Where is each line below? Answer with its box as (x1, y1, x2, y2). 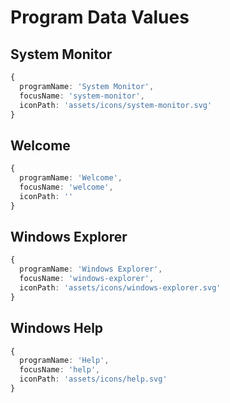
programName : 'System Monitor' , (19, 81, 155, 91)
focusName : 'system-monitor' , (19, 91, 145, 101)
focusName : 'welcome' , (19, 182, 114, 192)
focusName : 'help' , (19, 365, 101, 375)
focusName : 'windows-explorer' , (19, 274, 155, 284)
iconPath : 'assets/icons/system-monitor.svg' (19, 100, 213, 110)
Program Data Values (10, 6, 190, 29)
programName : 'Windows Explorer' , (19, 264, 163, 275)
